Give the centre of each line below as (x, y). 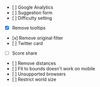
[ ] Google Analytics (32, 7)
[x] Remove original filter (37, 38)
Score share (25, 53)
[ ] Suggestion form (32, 13)
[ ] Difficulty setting (32, 18)
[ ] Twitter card (27, 43)
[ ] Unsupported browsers (39, 74)
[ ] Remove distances (34, 63)
